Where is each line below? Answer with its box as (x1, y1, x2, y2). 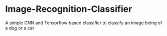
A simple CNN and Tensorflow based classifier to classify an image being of (5, 20, 162, 26)
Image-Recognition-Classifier (5, 3, 132, 15)
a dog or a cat (5, 25, 34, 31)
